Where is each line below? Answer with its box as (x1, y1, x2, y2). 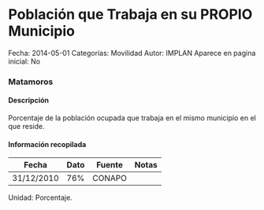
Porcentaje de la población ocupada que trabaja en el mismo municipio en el (8, 113, 256, 123)
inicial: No (8, 57, 41, 66)
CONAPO (92, 173, 128, 184)
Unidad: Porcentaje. (8, 193, 73, 202)
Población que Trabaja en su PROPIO (8, 6, 253, 24)
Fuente (95, 160, 124, 171)
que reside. (8, 122, 45, 131)
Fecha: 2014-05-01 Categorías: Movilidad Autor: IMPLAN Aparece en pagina (8, 48, 256, 57)
